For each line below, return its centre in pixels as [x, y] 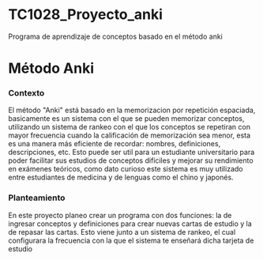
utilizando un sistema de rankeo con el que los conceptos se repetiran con [130, 127]
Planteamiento [37, 198]
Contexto [26, 93]
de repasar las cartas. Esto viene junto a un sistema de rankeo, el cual [122, 232]
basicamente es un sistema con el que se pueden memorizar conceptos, [126, 119]
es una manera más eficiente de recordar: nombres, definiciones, [115, 144]
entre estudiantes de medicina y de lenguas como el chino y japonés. [121, 177]
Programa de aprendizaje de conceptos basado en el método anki [115, 36]
